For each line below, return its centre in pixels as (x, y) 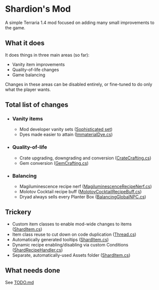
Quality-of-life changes (35, 69)
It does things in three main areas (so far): (47, 55)
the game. (15, 27)
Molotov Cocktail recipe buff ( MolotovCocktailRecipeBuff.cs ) (80, 192)
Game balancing (29, 75)
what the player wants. (28, 89)
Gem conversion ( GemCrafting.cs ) (54, 163)
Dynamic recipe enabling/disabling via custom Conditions (70, 245)
